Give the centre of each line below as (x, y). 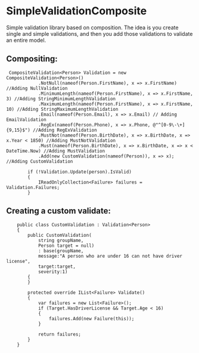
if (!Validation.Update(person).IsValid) (80, 172)
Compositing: (32, 59)
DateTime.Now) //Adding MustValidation (56, 151)
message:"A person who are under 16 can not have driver (110, 256)
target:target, (57, 267)
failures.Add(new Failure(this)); (91, 318)
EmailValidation (26, 120)
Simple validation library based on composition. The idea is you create (92, 27)
